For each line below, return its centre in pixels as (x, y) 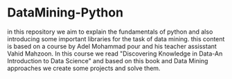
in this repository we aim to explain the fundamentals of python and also (110, 32)
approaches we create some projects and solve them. (84, 68)
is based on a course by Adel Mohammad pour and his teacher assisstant (112, 46)
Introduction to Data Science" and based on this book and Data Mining (108, 60)
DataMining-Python (65, 13)
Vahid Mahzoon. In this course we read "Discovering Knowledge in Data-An (115, 54)
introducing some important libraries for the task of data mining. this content (116, 38)
